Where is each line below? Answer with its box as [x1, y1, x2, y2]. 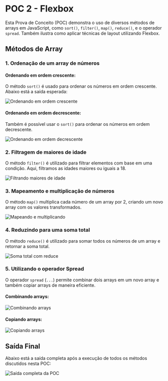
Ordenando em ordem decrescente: [5, 110, 81, 116]
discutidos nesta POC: [5, 360, 52, 366]
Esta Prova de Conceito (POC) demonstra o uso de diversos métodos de [5, 20, 154, 26]
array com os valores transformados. [5, 204, 82, 211]
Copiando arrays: [5, 316, 43, 322]
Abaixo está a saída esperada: [5, 89, 68, 95]
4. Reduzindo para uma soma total [5, 227, 90, 234]
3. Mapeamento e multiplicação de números [5, 187, 115, 195]
